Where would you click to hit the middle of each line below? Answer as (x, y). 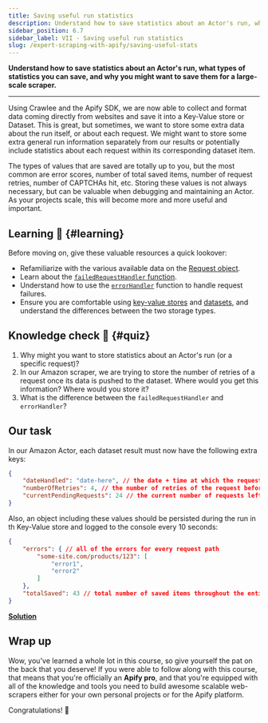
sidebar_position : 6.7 (46, 30)
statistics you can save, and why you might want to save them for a (122, 77)
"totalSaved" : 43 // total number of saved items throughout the (134, 594)
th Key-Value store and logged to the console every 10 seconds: (113, 526)
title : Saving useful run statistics (71, 16)
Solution (23, 616)
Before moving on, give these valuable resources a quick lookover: (118, 252)
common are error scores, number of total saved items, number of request (130, 175)
